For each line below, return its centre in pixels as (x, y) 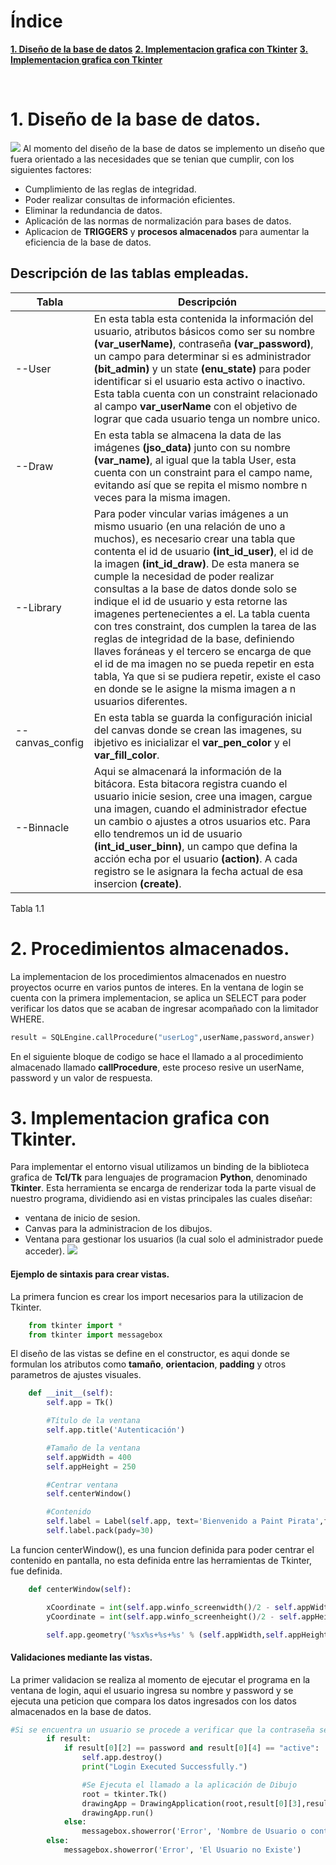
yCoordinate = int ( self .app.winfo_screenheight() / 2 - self (172, 1616)
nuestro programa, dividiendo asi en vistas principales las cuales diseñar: (161, 1199)
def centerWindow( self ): (80, 1589)
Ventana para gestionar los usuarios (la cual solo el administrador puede (174, 1239)
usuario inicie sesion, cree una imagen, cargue (203, 796)
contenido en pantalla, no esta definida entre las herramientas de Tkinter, (161, 1560)
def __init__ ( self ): (71, 1393)
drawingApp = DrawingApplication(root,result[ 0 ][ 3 (189, 1803)
